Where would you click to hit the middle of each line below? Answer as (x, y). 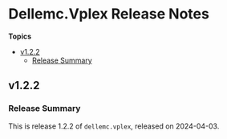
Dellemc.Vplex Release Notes (109, 14)
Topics (20, 36)
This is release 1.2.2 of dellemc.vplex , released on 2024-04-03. (114, 126)
